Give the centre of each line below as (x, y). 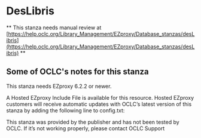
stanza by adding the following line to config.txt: (66, 110)
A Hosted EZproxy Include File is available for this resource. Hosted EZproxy (100, 97)
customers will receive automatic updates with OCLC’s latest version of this (99, 104)
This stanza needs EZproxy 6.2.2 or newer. (59, 86)
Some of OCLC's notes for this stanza (77, 72)
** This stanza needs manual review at (54, 27)
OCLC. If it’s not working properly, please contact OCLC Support (86, 128)
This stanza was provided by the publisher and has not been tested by (93, 122)
